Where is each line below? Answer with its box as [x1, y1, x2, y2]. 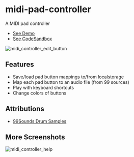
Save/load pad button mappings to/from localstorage [12, 74, 124, 80]
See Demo [12, 30, 35, 36]
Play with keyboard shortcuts [12, 84, 74, 90]
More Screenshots [5, 133, 65, 141]
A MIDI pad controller [5, 20, 50, 26]
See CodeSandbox [12, 36, 52, 42]
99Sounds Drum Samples [12, 118, 67, 124]
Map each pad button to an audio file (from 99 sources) [12, 79, 130, 85]
